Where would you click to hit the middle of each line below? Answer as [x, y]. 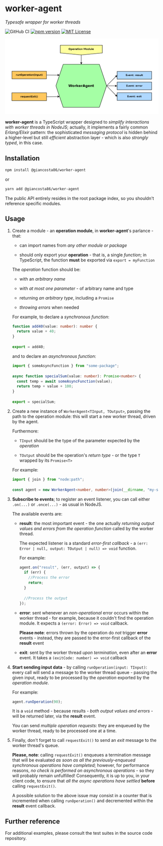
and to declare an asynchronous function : [54, 356]
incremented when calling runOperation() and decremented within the [82, 801]
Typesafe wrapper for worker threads [43, 22]
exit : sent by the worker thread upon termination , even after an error [88, 652]
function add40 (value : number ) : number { [55, 326]
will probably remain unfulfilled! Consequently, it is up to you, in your [81, 776]
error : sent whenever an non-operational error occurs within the [84, 613]
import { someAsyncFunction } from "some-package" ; [65, 366]
